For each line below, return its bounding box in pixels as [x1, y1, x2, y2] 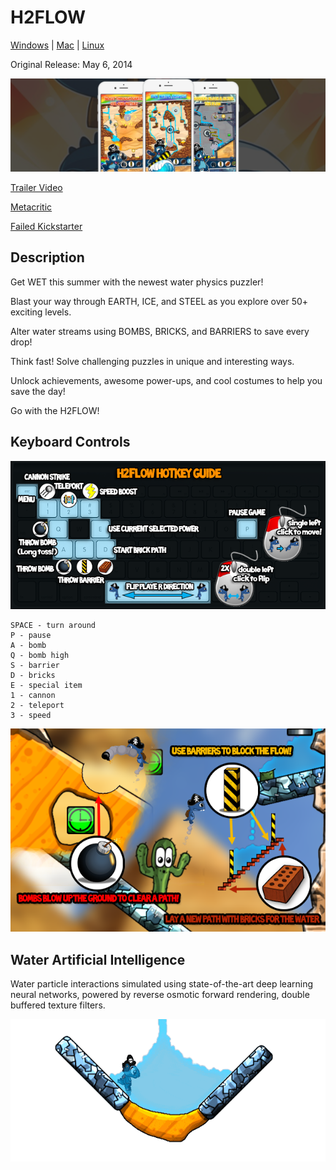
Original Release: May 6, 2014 [10, 58, 133, 70]
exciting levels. [10, 306, 72, 318]
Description [10, 249, 85, 266]
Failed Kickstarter [10, 221, 83, 233]
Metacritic [10, 201, 53, 213]
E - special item [10, 681, 83, 691]
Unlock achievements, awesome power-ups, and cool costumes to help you [10, 374, 323, 386]
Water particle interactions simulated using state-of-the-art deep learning [10, 978, 314, 990]
